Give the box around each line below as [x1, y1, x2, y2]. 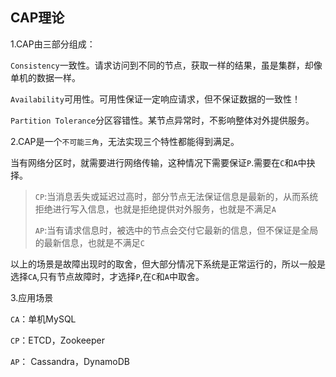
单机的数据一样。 [10, 71, 81, 83]
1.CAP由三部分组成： [10, 38, 96, 50]
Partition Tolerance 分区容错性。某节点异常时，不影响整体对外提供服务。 [10, 114, 315, 126]
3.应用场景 [10, 291, 54, 303]
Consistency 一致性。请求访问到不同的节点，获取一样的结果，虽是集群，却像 [10, 59, 323, 71]
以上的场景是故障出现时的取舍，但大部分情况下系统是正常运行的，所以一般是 [10, 258, 326, 270]
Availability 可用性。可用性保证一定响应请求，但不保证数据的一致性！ [10, 93, 301, 105]
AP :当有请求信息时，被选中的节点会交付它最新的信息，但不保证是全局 [34, 224, 319, 236]
